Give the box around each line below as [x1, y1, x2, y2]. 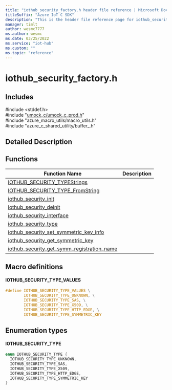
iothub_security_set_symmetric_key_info [8, 228, 104, 235]
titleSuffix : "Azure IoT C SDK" [5, 12, 74, 17]
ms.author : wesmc [5, 31, 42, 36]
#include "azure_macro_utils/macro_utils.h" [5, 117, 97, 123]
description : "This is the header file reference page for [5, 17, 134, 22]
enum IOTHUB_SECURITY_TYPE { [5, 352, 68, 357]
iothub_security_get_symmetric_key [8, 236, 94, 244]
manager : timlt [5, 21, 38, 27]
